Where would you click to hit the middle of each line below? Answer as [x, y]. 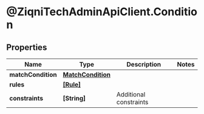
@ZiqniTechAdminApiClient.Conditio [102, 12]
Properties [27, 47]
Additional [131, 94]
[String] [74, 98]
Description [144, 64]
